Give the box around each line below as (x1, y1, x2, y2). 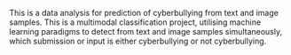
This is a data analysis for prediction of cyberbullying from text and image (9, 8, 279, 18)
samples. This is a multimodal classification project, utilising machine (9, 17, 262, 27)
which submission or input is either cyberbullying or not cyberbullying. (9, 35, 267, 46)
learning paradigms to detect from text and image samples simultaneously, (9, 27, 282, 36)
